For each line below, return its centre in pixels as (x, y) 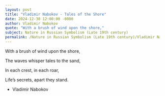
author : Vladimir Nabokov (31, 23)
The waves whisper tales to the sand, (43, 61)
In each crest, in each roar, (32, 70)
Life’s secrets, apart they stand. (37, 80)
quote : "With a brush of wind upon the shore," (55, 28)
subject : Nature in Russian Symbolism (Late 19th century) (67, 32)
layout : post (18, 10)
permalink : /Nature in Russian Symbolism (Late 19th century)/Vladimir (80, 37)
